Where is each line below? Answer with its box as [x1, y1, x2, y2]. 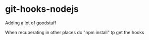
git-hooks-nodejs [5, 3, 79, 15]
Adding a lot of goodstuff [5, 20, 56, 26]
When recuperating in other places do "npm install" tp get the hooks [5, 29, 145, 35]
